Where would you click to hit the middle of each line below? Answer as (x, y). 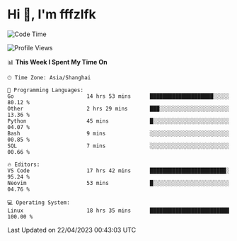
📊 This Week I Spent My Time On (57, 62)
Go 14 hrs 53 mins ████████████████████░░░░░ (118, 96)
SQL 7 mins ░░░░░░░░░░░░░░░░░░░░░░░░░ (118, 146)
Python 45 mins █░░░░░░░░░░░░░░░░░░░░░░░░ (118, 121)
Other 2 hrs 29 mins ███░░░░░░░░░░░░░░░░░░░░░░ (118, 108)
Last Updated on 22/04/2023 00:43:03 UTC (72, 230)
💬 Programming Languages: (45, 90)
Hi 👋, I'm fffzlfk (52, 15)
